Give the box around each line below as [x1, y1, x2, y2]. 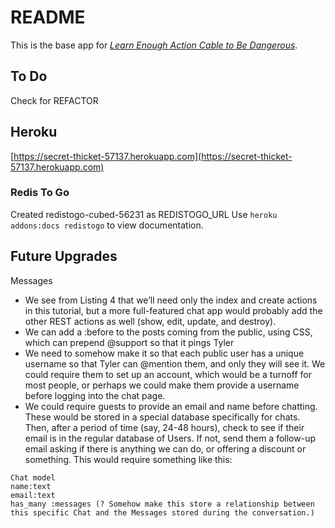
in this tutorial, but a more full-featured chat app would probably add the [24, 304, 323, 316]
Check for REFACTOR [10, 94, 99, 106]
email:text [10, 490, 56, 500]
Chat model [10, 472, 56, 483]
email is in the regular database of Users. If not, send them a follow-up [24, 432, 317, 444]
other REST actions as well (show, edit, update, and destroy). [24, 315, 277, 327]
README [10, 6, 86, 29]
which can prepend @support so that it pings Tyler [24, 336, 235, 348]
